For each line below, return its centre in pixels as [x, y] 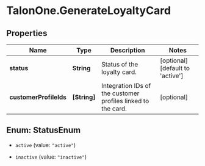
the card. [114, 109]
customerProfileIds [38, 97]
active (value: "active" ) [45, 145]
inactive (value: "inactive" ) [51, 157]
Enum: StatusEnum [44, 130]
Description [128, 50]
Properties [27, 33]
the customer [120, 93]
